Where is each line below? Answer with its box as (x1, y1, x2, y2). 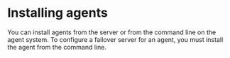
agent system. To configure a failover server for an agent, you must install (7, 35, 224, 43)
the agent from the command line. (7, 43, 106, 51)
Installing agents (7, 5, 108, 21)
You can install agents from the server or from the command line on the (7, 28, 217, 36)
